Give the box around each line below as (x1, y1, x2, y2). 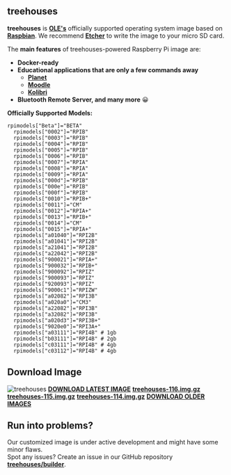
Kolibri (27, 88, 47, 96)
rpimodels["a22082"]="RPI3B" (13, 305, 98, 312)
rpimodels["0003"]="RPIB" (13, 134, 89, 141)
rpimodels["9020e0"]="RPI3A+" (13, 323, 101, 330)
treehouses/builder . (7, 460, 66, 469)
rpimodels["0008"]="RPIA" (13, 165, 89, 172)
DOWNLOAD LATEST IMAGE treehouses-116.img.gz (47, 385, 200, 393)
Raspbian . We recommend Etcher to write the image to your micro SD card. (7, 31, 225, 40)
